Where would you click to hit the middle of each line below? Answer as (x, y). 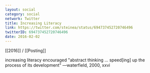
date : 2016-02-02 (22, 37)
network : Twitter (22, 18)
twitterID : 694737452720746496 (37, 32)
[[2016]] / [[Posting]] (25, 50)
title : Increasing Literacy (33, 23)
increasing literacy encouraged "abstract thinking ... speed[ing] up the (75, 60)
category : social (22, 14)
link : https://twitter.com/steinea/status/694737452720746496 (69, 28)
